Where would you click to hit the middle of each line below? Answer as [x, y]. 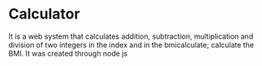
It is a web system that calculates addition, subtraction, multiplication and [131, 36]
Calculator [44, 14]
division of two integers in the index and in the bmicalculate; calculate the [131, 44]
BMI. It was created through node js [68, 53]
